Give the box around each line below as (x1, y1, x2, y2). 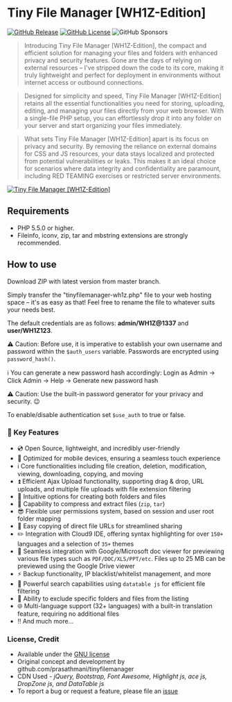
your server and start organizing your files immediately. (24, 121, 182, 129)
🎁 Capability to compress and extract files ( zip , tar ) (17, 499, 166, 508)
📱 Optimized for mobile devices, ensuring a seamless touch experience (17, 454, 221, 462)
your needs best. (7, 305, 55, 313)
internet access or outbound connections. (24, 78, 144, 86)
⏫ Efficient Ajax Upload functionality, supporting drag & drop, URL (17, 477, 204, 485)
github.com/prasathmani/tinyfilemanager (17, 665, 134, 674)
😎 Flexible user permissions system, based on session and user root (17, 507, 215, 515)
